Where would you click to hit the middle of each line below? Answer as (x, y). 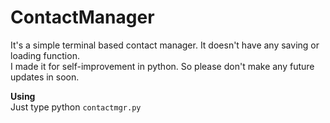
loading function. (45, 55)
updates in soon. (45, 77)
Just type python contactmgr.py (76, 107)
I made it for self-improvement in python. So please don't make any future (162, 66)
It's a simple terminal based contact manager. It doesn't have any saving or (165, 45)
